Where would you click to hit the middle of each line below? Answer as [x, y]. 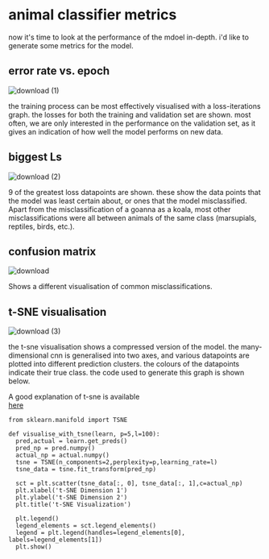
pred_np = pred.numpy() [55, 449]
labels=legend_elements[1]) [56, 540]
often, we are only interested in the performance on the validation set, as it [132, 123]
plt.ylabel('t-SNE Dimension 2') [72, 498]
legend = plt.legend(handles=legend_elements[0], [100, 533]
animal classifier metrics [93, 15]
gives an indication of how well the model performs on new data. [116, 131]
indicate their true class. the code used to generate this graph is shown [126, 373]
